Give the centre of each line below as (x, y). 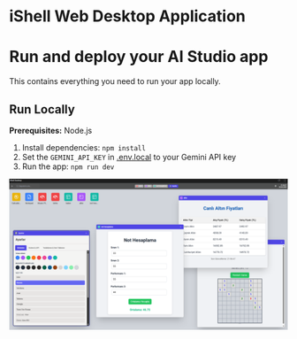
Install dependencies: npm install (84, 147)
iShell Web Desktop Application (127, 16)
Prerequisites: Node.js (51, 130)
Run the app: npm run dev (68, 166)
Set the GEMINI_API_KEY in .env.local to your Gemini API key (129, 157)
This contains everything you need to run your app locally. (115, 81)
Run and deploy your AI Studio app (139, 57)
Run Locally (42, 109)
